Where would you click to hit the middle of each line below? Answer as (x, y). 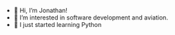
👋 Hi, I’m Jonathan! (40, 10)
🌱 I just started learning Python (58, 25)
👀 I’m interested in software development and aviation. (91, 17)
